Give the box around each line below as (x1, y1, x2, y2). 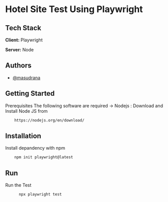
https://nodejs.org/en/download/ (14, 117, 85, 123)
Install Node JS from (5, 108, 48, 114)
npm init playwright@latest (14, 155, 73, 160)
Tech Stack (5, 24, 41, 32)
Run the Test (5, 182, 32, 188)
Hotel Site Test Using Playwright (5, 4, 143, 15)
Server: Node (5, 47, 34, 52)
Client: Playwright (5, 37, 43, 43)
